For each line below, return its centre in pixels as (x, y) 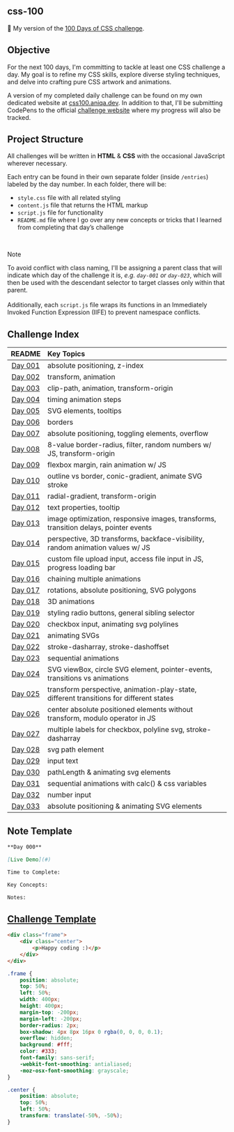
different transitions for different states (111, 698)
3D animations (71, 602)
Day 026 (26, 714)
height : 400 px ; (42, 1006)
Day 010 (26, 481)
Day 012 (26, 508)
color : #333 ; (39, 1051)
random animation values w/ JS (99, 548)
